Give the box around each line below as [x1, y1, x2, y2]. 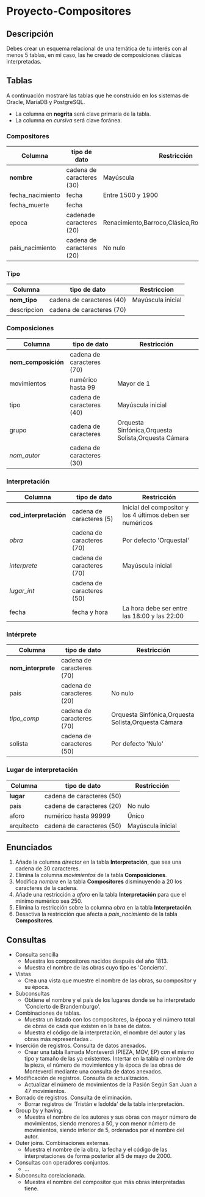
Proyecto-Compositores [6, 4, 132, 18]
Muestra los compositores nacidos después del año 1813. [24, 957, 168, 965]
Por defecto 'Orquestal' [122, 536, 190, 544]
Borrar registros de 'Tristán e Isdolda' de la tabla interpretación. [24, 1100, 184, 1108]
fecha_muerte [9, 201, 49, 209]
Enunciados [6, 842, 53, 853]
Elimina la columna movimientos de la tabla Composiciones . [15, 872, 167, 879]
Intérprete [6, 630, 37, 639]
